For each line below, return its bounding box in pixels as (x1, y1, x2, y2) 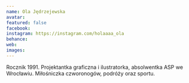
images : (6, 47, 26, 53)
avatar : (6, 14, 26, 20)
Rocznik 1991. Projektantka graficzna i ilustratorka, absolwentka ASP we (6, 63, 184, 71)
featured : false (6, 20, 47, 25)
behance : (6, 36, 28, 42)
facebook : (6, 25, 31, 31)
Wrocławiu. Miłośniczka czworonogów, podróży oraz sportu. (6, 69, 156, 77)
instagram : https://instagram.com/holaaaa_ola (6, 31, 124, 37)
